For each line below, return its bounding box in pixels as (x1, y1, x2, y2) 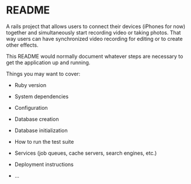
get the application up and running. (6, 59, 91, 66)
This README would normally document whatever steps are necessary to (6, 53, 183, 60)
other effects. (6, 41, 39, 48)
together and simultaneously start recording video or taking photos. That (6, 29, 181, 36)
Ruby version (14, 81, 47, 88)
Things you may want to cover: (6, 70, 81, 77)
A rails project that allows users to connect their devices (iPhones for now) (6, 23, 186, 30)
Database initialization (14, 127, 68, 134)
